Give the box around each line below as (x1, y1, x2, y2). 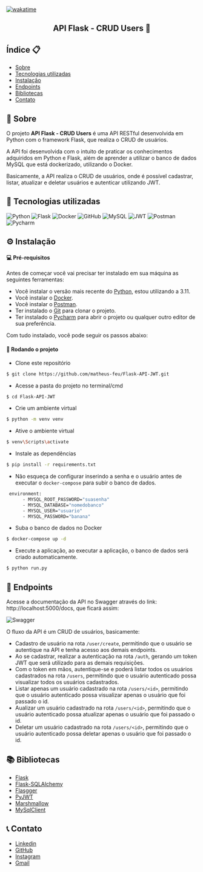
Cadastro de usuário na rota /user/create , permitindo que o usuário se (15, 640, 192, 647)
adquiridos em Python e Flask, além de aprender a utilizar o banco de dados (6, 155, 197, 162)
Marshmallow (15, 799, 49, 807)
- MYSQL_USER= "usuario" (22, 508, 83, 514)
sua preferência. (15, 320, 56, 327)
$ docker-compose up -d (6, 536, 67, 542)
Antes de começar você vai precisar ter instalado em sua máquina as (6, 270, 179, 277)
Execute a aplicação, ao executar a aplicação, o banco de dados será (15, 547, 189, 554)
